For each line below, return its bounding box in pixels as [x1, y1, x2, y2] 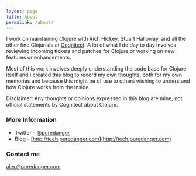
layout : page [6, 8, 38, 15]
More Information [6, 116, 57, 124]
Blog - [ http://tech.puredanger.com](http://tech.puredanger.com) [14, 135, 171, 142]
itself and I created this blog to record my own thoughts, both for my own [6, 71, 183, 79]
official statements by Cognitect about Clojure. [6, 101, 118, 108]
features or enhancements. [6, 54, 71, 61]
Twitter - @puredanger [14, 129, 70, 136]
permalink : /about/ [6, 19, 54, 25]
